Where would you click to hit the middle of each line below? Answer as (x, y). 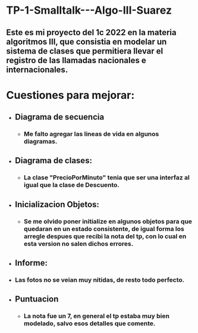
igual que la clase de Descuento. (72, 185)
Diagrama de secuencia (59, 117)
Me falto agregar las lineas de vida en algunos (91, 134)
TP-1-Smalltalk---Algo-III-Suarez (89, 10)
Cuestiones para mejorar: (70, 95)
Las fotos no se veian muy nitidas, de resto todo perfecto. (100, 280)
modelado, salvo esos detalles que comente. (89, 323)
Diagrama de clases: (53, 161)
